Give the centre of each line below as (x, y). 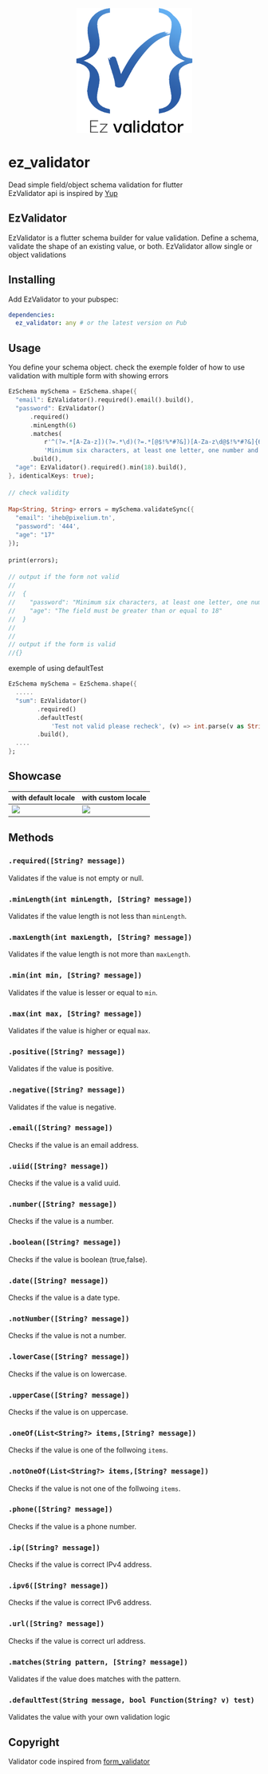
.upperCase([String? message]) (69, 1395)
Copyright (34, 1742)
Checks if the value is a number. (61, 1221)
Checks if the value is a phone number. (73, 1526)
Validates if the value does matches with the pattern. (95, 1679)
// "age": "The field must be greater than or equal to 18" (116, 611)
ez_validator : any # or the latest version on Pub (101, 323)
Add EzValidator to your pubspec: (63, 299)
